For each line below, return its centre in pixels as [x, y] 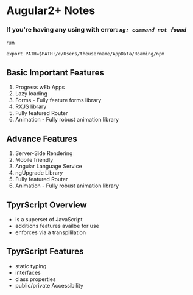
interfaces [28, 272]
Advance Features [42, 138]
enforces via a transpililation [51, 232]
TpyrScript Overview [47, 205]
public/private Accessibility [49, 285]
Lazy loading [31, 94]
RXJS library [31, 106]
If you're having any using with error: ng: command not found [96, 30]
